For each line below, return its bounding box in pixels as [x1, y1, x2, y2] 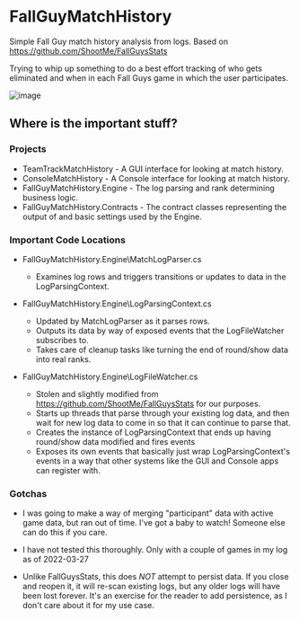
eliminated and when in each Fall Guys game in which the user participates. [9, 72, 289, 83]
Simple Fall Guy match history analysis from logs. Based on [9, 36, 229, 47]
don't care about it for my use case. [22, 600, 155, 611]
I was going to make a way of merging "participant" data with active [22, 508, 274, 518]
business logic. [22, 191, 79, 203]
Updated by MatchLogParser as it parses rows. [35, 315, 211, 326]
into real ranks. [35, 353, 92, 365]
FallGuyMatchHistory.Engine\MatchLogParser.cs [22, 253, 202, 264]
